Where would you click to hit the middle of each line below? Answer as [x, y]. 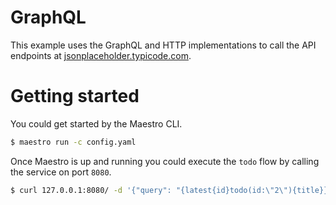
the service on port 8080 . [61, 172]
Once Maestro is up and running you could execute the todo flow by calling [165, 161]
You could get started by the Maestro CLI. [96, 123]
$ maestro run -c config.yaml [73, 142]
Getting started [75, 96]
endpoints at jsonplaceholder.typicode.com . [101, 55]
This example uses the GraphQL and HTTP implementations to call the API [163, 45]
